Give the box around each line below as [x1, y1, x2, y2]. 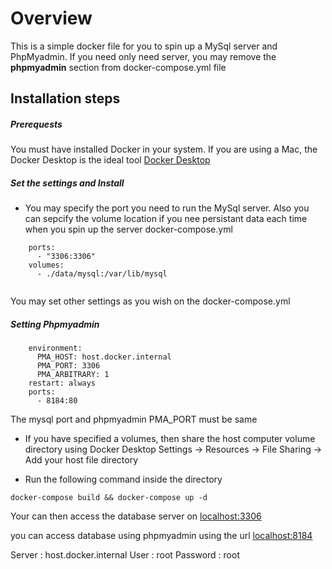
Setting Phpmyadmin [10, 318, 100, 330]
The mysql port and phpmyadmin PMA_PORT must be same [10, 413, 258, 426]
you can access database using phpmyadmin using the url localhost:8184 [10, 530, 313, 542]
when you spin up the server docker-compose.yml [24, 223, 233, 236]
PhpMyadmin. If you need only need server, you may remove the [10, 50, 277, 62]
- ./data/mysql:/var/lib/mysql [36, 269, 168, 279]
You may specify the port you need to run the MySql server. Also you [24, 202, 310, 214]
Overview [10, 7, 93, 30]
